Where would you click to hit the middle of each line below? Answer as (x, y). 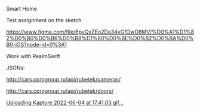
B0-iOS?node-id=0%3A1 (36, 45)
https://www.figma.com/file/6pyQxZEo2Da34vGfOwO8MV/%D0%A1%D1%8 (100, 32)
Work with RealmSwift (33, 56)
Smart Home (22, 9)
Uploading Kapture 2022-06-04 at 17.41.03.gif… (65, 102)
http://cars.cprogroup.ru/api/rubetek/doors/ (60, 91)
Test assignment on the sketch (44, 20)
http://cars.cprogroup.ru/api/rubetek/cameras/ (64, 79)
